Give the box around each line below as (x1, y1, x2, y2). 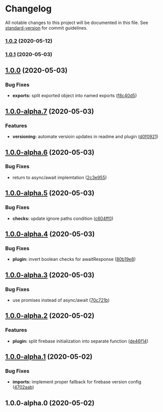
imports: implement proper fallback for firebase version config (12, 379, 142, 385)
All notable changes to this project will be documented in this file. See (5, 20, 149, 26)
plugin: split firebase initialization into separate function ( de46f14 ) (12, 338, 149, 344)
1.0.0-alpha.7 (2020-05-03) (5, 107, 94, 116)
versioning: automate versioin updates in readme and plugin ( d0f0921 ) (12, 134, 159, 140)
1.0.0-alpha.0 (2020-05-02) (5, 398, 95, 407)
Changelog (5, 3, 52, 15)
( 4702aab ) (12, 384, 34, 390)
